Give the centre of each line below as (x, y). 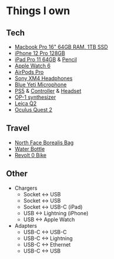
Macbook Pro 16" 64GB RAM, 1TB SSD (61, 47)
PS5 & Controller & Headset (48, 91)
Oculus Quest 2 (33, 110)
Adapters (26, 225)
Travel (18, 128)
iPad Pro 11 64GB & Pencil (46, 59)
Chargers (26, 188)
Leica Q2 (26, 103)
